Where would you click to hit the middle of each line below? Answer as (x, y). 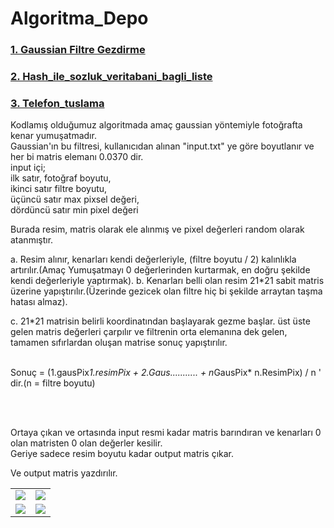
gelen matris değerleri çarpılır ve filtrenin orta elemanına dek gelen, (149, 332)
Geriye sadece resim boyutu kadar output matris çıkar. (122, 454)
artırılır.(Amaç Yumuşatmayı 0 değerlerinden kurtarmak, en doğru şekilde (160, 270)
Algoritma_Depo (79, 18)
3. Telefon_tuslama (57, 103)
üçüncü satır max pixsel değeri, (75, 199)
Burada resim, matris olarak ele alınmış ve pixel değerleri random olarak (157, 229)
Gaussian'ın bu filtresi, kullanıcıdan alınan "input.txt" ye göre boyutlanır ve (162, 146)
